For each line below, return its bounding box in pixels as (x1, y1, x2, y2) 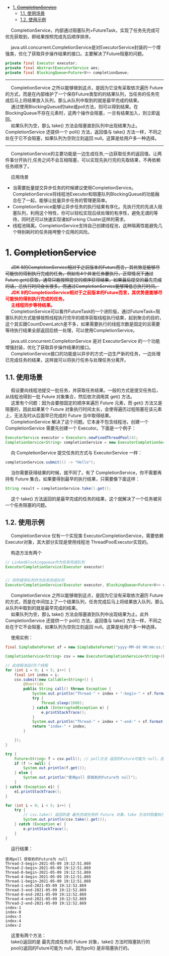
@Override (23, 681, 44, 687)
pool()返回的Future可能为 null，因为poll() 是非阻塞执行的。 (11, 945, 132, 951)
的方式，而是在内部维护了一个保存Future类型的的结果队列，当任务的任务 (5, 91, 155, 97)
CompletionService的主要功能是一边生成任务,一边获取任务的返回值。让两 (11, 150, 162, 156)
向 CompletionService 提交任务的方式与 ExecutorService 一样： (11, 450, 142, 456)
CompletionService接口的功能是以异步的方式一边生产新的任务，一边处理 (11, 350, 161, 356)
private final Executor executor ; (5, 61, 78, 66)
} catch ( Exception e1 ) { (5, 784, 59, 789)
